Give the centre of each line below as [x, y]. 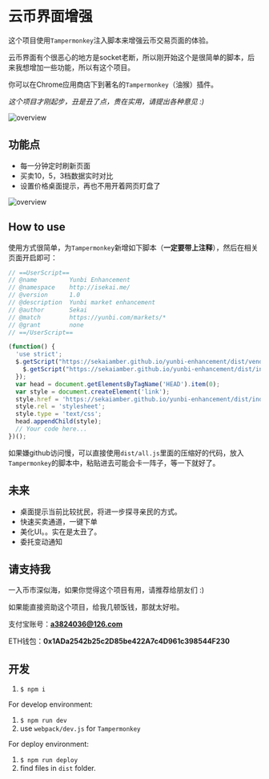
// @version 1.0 [44, 295]
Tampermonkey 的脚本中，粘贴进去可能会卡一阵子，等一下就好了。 [114, 463]
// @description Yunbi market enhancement [82, 303]
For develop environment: [51, 704]
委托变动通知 [41, 541]
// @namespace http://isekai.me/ [69, 288]
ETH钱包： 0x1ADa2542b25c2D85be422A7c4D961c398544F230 [119, 641]
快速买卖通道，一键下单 [58, 521]
